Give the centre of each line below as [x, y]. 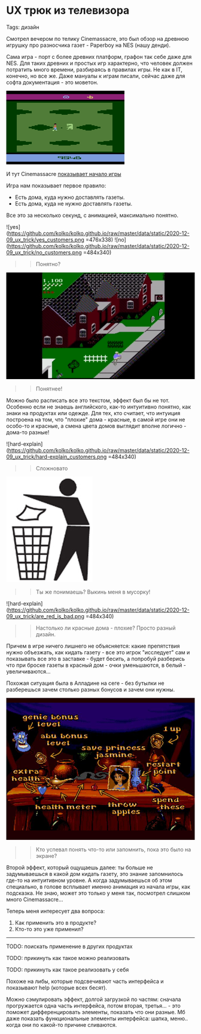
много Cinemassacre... [35, 899]
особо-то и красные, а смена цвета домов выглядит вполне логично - [96, 426]
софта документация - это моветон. [52, 82]
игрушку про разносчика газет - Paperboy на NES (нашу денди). [88, 45]
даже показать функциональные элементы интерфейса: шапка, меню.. [97, 1018]
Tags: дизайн [23, 27]
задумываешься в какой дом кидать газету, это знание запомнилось [95, 874]
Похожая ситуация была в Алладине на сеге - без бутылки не [85, 683]
